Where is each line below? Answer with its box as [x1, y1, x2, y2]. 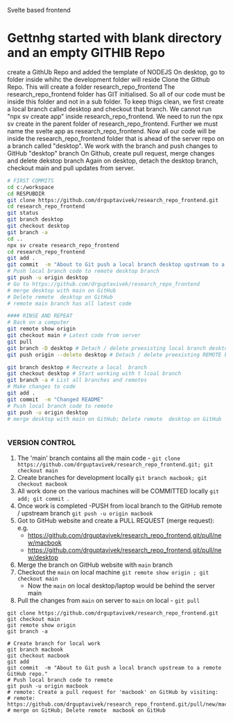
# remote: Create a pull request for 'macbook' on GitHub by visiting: [7, 688, 218, 695]
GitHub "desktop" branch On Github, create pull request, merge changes [7, 149, 215, 157]
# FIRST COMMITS [7, 177, 54, 184]
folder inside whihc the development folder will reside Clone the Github [7, 75, 210, 83]
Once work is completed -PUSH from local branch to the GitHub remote [17, 502, 223, 510]
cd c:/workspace [7, 183, 54, 190]
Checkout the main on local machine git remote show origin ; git [17, 567, 209, 576]
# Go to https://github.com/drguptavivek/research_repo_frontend [7, 281, 200, 288]
